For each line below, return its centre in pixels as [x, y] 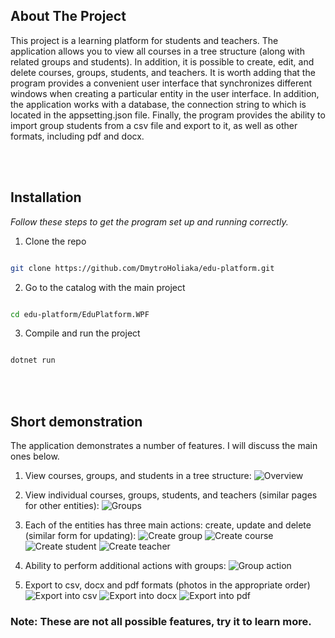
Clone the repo [55, 241]
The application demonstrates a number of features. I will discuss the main [164, 446]
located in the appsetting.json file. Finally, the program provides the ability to [168, 115]
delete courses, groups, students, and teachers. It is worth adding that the [163, 72]
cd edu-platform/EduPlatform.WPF [80, 314]
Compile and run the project [82, 333]
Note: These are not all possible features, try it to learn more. [161, 621]
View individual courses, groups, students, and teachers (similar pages [171, 495]
